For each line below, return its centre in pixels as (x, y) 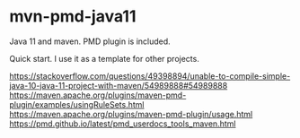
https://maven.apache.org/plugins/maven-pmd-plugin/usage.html (131, 114)
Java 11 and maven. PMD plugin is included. (90, 41)
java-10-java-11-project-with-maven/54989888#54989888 (119, 85)
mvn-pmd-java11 (73, 17)
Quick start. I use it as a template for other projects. (104, 58)
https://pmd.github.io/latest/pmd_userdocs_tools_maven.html (123, 124)
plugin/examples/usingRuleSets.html (77, 104)
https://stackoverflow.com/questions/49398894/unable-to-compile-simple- (150, 76)
